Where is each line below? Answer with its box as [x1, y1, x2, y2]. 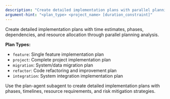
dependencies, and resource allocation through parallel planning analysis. [5, 31, 159, 38]
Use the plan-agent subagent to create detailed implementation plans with [5, 82, 160, 89]
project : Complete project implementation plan [12, 56, 111, 62]
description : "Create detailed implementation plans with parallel [5, 7, 151, 13]
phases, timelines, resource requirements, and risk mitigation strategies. [5, 88, 156, 94]
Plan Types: [5, 41, 31, 47]
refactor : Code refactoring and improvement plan [12, 67, 117, 74]
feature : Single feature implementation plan [12, 51, 104, 57]
